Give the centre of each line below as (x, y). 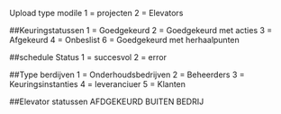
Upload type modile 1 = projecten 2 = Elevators (96, 13)
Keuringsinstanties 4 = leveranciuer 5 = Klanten (98, 84)
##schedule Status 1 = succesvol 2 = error (88, 57)
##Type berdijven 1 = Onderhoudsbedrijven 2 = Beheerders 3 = (127, 75)
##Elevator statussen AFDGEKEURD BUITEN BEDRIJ (107, 101)
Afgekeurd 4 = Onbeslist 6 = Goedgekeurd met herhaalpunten (125, 40)
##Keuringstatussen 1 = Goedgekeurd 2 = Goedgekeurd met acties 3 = (141, 30)
